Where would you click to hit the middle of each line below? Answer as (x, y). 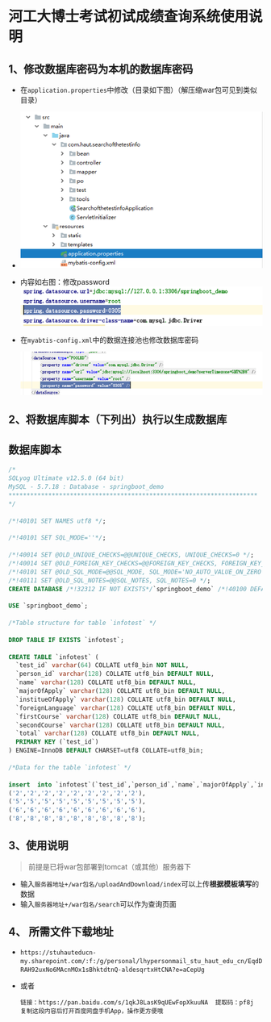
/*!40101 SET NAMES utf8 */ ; (57, 521)
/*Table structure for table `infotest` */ (83, 623)
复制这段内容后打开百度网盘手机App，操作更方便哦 (92, 1011)
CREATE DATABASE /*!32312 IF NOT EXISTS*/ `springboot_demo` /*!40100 (128, 589)
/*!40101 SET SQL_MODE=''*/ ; (57, 538)
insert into (30, 784)
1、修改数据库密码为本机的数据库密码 (101, 69)
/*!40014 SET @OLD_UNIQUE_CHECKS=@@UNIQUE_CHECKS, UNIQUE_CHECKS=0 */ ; (131, 555)
